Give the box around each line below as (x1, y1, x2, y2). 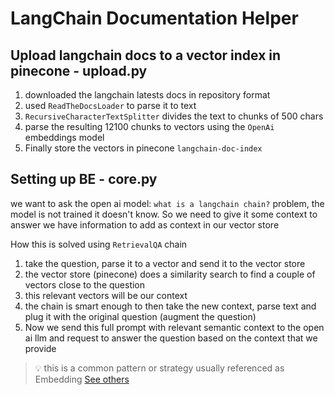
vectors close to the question (24, 278, 146, 291)
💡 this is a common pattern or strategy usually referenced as (34, 362, 285, 374)
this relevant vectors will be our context (24, 289, 188, 301)
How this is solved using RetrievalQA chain (10, 238, 188, 250)
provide (24, 342, 57, 354)
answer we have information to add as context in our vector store (10, 218, 280, 231)
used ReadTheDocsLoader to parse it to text (24, 100, 197, 111)
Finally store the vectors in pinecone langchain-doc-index (24, 142, 263, 154)
